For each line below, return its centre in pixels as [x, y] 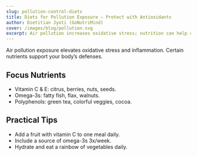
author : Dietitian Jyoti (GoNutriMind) [55, 22]
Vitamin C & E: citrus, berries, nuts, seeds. [65, 89]
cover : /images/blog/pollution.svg [50, 28]
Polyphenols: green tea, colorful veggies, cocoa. [73, 101]
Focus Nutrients [36, 75]
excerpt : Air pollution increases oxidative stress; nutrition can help [97, 34]
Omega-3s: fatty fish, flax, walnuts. [57, 95]
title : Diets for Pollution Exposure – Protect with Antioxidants [89, 17]
